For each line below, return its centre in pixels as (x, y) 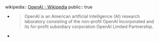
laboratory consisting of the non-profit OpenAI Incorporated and (89, 21)
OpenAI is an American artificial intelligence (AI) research (82, 16)
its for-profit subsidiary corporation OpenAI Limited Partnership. (89, 27)
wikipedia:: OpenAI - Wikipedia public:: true (49, 7)
